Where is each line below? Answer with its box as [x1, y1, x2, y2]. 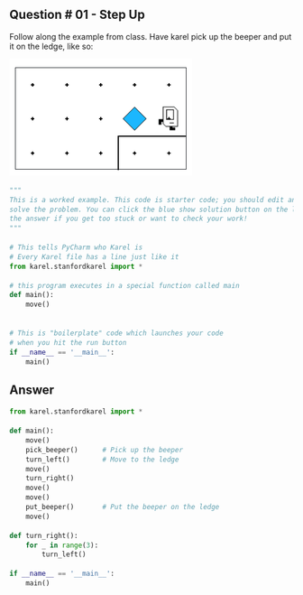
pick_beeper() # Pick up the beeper [25, 445, 183, 454]
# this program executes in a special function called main [9, 281, 241, 290]
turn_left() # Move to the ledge [25, 455, 179, 464]
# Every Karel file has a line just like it [9, 252, 179, 261]
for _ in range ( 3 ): [25, 541, 99, 550]
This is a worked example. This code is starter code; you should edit [9, 195, 284, 204]
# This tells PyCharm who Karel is [9, 243, 143, 252]
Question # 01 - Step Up [9, 7, 146, 23]
